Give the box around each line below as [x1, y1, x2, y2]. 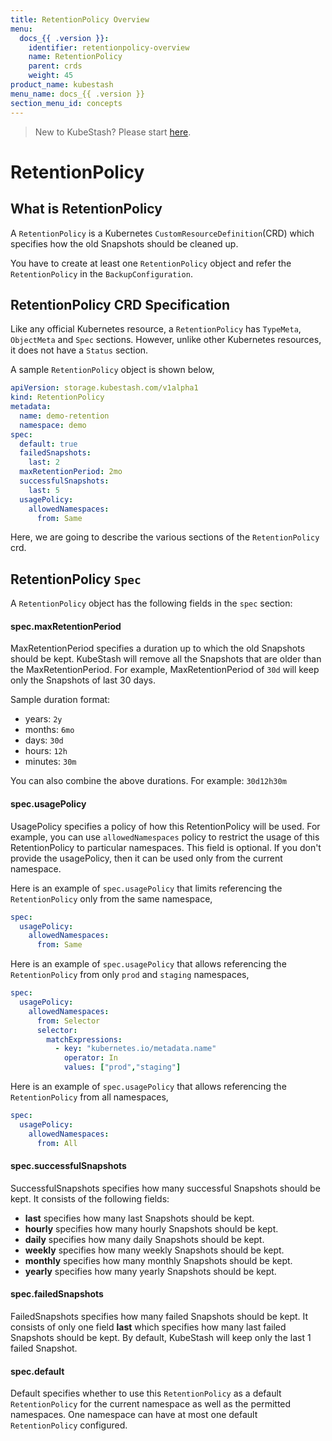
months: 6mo [24, 724, 75, 736]
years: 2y [24, 713, 63, 725]
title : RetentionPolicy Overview [10, 14, 150, 25]
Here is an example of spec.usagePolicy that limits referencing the [10, 882, 283, 894]
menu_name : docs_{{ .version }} [10, 89, 145, 99]
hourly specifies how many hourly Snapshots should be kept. [24, 1222, 279, 1235]
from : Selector [36, 1016, 101, 1026]
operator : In [63, 1053, 118, 1063]
